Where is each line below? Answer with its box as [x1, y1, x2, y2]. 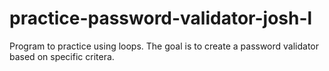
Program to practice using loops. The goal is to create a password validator [9, 40, 320, 52]
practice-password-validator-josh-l [9, 7, 313, 30]
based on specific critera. [9, 50, 115, 62]
